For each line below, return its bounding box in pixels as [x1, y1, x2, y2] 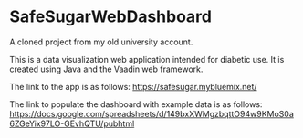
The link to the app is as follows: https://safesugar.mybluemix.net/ [9, 81, 257, 92]
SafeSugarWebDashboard [9, 6, 213, 27]
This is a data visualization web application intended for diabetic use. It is [9, 54, 285, 64]
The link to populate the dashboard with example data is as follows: [9, 98, 263, 110]
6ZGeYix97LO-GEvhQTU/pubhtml [9, 118, 135, 129]
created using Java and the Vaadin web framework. [9, 64, 204, 74]
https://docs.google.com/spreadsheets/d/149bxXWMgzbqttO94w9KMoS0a [9, 108, 295, 119]
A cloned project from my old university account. [9, 36, 193, 47]
